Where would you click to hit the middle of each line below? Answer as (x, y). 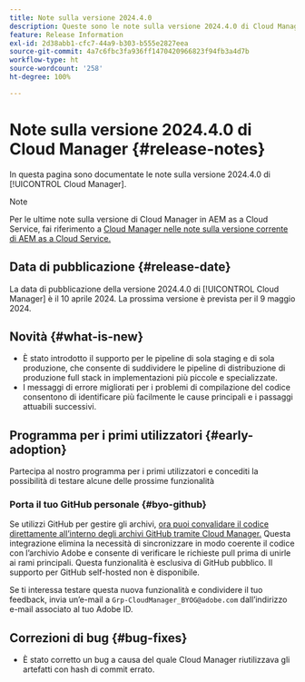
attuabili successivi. (59, 407)
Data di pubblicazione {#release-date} (120, 267)
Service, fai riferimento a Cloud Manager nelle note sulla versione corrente (149, 229)
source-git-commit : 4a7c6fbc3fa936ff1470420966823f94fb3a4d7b (129, 52)
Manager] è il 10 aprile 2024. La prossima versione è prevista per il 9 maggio (152, 298)
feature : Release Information (67, 35)
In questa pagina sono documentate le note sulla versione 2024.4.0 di (140, 174)
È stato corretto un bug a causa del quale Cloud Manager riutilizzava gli (156, 660)
